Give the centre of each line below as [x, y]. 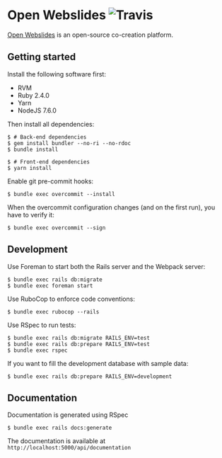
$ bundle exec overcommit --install [61, 194]
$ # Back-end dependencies [47, 137]
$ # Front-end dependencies [49, 162]
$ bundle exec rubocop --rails [53, 311]
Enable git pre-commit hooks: [51, 181]
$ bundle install [33, 149]
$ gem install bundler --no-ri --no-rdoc [69, 143]
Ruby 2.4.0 [33, 95]
